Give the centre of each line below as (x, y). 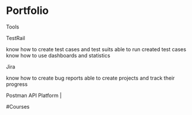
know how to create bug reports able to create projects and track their (90, 78)
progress (17, 84)
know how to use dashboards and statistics (58, 55)
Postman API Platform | (34, 95)
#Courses (18, 106)
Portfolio (27, 11)
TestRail (15, 38)
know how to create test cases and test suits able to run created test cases (96, 49)
